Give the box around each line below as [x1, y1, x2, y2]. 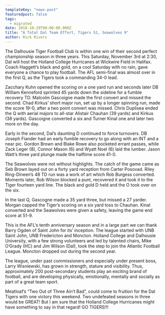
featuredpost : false [5, 12, 48, 17]
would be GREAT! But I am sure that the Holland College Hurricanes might [5, 299, 155, 305]
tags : [5, 16, 16, 21]
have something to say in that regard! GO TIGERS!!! [5, 304, 109, 310]
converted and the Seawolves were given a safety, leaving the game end [5, 207, 153, 213]
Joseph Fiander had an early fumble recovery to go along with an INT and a [5, 135, 159, 141]
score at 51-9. [5, 212, 33, 218]
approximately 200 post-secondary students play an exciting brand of [5, 268, 147, 274]
